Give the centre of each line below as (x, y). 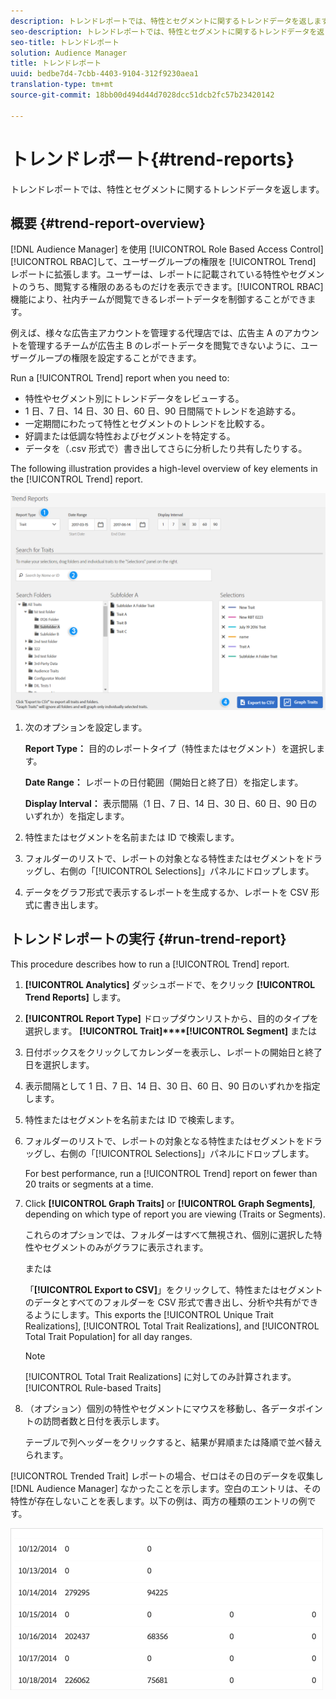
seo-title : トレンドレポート (65, 42)
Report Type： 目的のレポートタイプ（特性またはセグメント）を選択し (170, 748)
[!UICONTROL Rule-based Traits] (93, 1387)
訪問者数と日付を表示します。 (103, 1421)
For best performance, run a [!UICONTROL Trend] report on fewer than (171, 1173)
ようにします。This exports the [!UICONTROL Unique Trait (153, 1314)
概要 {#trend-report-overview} (108, 223)
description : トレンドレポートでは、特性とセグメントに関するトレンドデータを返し (162, 21)
